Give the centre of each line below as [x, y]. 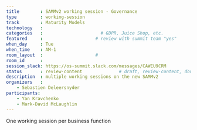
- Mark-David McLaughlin [47, 104]
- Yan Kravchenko [38, 98]
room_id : [25, 60]
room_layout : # [52, 55]
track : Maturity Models [45, 22]
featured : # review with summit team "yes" [91, 39]
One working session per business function [59, 121]
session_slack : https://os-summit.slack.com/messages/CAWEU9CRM [86, 66]
